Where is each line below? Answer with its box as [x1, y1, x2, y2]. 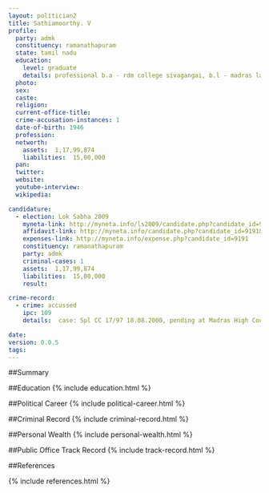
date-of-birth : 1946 [15, 123, 84, 131]
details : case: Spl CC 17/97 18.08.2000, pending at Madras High [22, 317, 249, 325]
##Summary [8, 368, 50, 378]
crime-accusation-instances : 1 [15, 116, 120, 124]
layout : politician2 [8, 11, 78, 20]
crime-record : [8, 294, 56, 302]
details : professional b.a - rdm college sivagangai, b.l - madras [22, 71, 252, 79]
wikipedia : [15, 190, 52, 199]
